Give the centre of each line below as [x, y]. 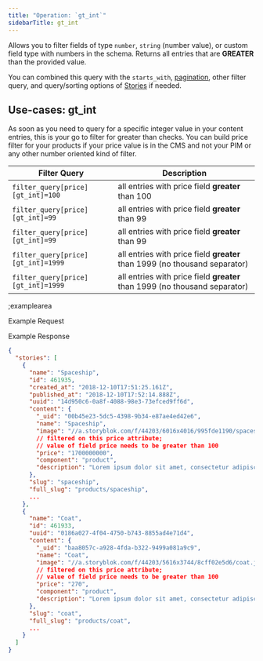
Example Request [36, 321]
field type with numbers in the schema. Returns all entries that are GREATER [131, 53]
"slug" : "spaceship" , [64, 482]
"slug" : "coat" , [55, 613]
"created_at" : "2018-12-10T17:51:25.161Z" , [101, 387]
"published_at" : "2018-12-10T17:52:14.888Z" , [104, 394]
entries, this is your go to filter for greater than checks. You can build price [128, 137]
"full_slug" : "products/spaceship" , [88, 489]
